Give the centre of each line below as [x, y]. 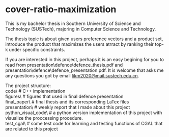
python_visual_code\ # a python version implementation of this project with [84, 113]
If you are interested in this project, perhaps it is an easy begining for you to [85, 59]
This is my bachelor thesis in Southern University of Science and [73, 23]
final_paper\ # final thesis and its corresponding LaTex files [67, 102]
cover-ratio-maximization [61, 9]
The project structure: [28, 86]
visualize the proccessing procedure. [44, 118]
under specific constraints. [37, 49]
